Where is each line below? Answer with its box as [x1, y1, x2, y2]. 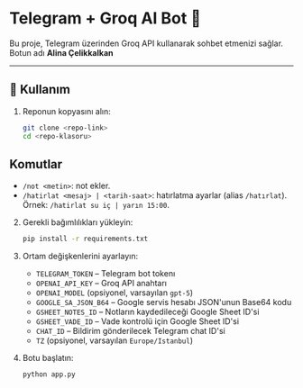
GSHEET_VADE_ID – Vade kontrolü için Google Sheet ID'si [35, 316, 240, 327]
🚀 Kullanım [9, 82, 70, 97]
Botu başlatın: [22, 353, 74, 364]
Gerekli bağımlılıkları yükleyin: [22, 217, 133, 228]
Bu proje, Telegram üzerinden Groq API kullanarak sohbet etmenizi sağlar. [9, 38, 284, 49]
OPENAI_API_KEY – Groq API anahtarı [35, 278, 167, 289]
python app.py [22, 370, 76, 379]
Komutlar [9, 157, 63, 172]
